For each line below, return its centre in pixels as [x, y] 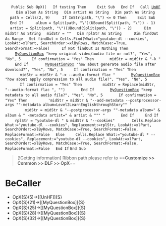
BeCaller [23, 183]
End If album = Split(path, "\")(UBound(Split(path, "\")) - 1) [83, 23]
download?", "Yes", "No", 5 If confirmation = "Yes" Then [71, 70]
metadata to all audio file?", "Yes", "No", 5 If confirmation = [81, 95]
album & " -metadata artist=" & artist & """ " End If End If [82, 115]
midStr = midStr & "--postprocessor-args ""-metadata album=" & [92, 110]
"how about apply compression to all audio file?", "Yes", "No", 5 [76, 79]
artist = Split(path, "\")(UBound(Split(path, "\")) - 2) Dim [80, 28]
